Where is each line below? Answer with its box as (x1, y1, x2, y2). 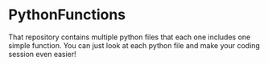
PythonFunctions (8, 6, 126, 24)
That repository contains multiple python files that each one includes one (8, 32, 251, 42)
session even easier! (8, 49, 76, 59)
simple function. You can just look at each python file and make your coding (8, 40, 260, 50)
